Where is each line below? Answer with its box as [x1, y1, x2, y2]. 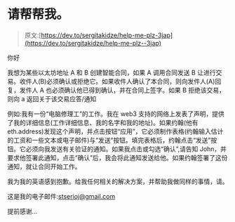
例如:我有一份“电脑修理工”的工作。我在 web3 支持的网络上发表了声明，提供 [7, 110, 224, 118]
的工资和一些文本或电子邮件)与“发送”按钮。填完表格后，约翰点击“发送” [7, 136, 211, 144]
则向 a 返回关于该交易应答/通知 [7, 94, 97, 103]
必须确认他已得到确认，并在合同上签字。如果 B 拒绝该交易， [51, 86, 226, 94]
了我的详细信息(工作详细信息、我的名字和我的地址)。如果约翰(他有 [7, 118, 199, 126]
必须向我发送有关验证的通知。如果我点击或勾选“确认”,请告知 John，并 [25, 145, 227, 153]
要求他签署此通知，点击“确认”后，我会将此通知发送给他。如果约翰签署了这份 [7, 153, 228, 162]
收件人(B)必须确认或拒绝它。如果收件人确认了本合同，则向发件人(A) [19, 77, 215, 85]
